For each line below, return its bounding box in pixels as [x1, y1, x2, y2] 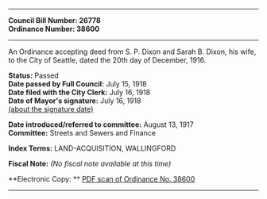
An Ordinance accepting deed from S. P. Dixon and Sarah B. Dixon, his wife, [8, 47, 257, 56]
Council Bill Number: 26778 [8, 16, 101, 25]
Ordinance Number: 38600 [8, 25, 100, 33]
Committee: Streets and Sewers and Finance [8, 128, 157, 137]
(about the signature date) [8, 105, 94, 113]
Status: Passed [8, 71, 60, 80]
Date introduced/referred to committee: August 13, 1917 [8, 120, 194, 129]
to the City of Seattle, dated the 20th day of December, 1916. [8, 55, 207, 64]
